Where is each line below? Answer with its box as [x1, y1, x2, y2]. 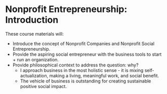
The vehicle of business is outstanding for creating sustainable [20, 78, 151, 84]
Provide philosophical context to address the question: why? [12, 62, 139, 68]
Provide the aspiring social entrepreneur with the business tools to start [12, 51, 162, 57]
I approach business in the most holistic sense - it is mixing [20, 67, 144, 73]
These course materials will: [5, 31, 64, 37]
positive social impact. [20, 83, 67, 89]
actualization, [20, 72, 49, 78]
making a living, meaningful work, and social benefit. [49, 72, 159, 78]
